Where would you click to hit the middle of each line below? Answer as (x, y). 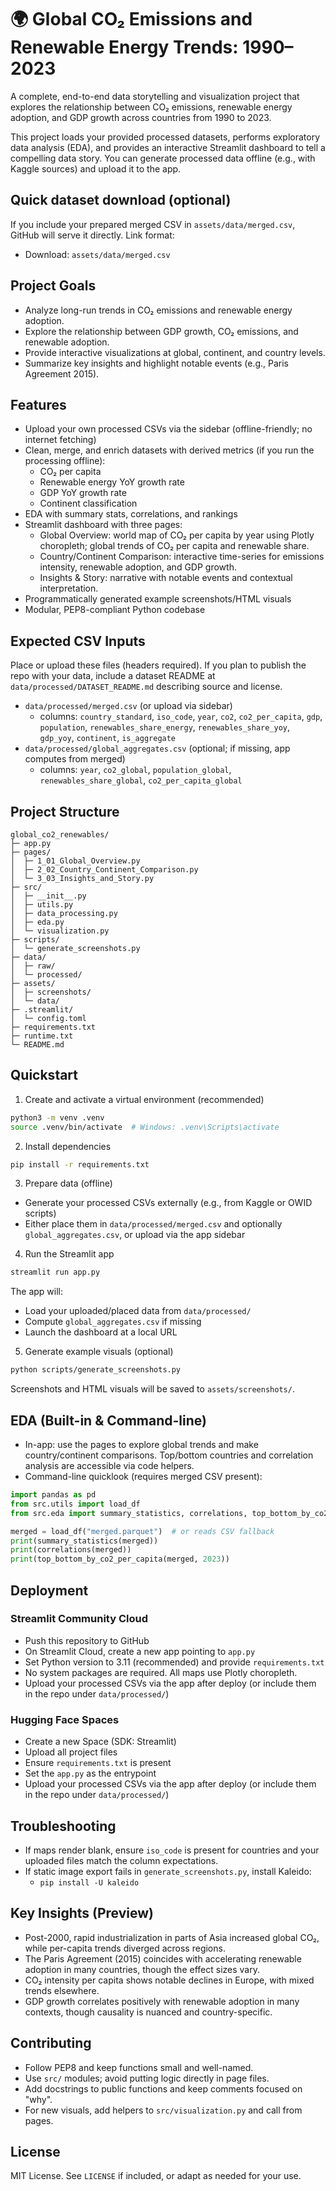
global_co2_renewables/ (60, 835)
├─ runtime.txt (42, 1036)
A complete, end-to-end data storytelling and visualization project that (155, 96)
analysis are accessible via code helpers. (109, 1465)
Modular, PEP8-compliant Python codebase (115, 610)
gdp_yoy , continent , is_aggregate (108, 738)
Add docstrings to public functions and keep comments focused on (163, 2088)
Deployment (49, 1590)
